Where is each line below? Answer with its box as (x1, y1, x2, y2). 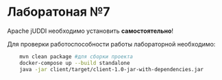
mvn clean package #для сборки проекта (19, 53, 134, 60)
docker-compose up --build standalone (19, 59, 130, 66)
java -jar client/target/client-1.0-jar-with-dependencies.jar (19, 66, 204, 72)
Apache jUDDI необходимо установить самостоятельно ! (7, 27, 173, 35)
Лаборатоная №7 (7, 4, 111, 20)
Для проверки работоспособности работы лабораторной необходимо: (7, 40, 216, 48)
